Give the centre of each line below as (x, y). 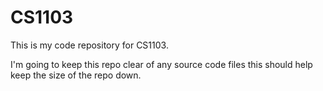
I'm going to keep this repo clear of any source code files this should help (161, 64)
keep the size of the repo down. (76, 75)
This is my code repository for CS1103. (89, 45)
